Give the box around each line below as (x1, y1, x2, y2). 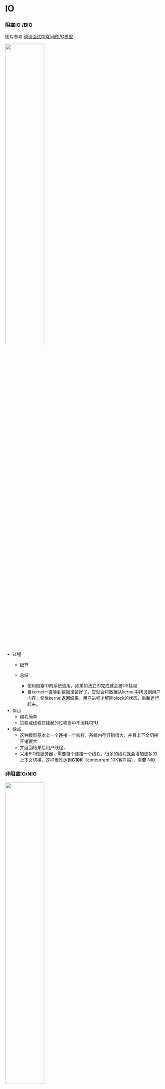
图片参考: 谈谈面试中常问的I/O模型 (5, 34, 73, 40)
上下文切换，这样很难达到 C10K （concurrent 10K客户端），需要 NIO (19, 757, 156, 763)
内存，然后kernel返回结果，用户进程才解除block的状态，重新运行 (27, 695, 160, 701)
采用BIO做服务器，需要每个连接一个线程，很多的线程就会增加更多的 (19, 751, 157, 757)
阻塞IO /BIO (5, 22, 33, 29)
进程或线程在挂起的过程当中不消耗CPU (19, 720, 99, 726)
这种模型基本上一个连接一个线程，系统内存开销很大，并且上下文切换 (19, 732, 159, 738)
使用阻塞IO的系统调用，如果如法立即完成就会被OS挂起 (27, 683, 137, 689)
